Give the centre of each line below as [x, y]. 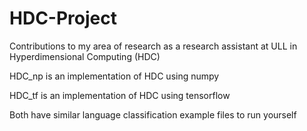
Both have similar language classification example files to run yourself [153, 114]
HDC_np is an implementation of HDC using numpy [114, 76]
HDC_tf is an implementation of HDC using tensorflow [120, 95]
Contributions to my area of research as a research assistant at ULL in [153, 46]
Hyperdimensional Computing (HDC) [85, 56]
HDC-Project [63, 18]
